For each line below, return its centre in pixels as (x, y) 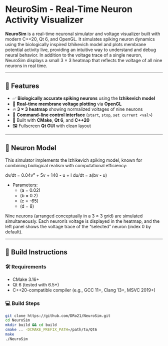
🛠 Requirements (26, 266)
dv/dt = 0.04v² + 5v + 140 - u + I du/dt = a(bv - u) (56, 175)
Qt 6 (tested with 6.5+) (36, 285)
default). (14, 232)
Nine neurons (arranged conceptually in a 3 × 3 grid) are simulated (74, 216)
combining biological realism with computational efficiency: (66, 165)
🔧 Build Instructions (36, 252)
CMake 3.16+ (26, 279)
